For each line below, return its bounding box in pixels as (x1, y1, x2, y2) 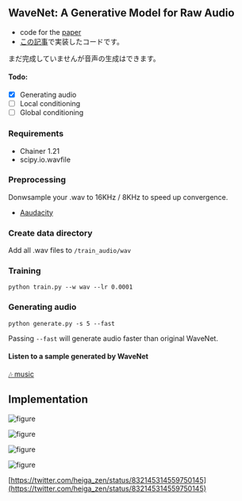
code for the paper (19, 27, 82, 36)
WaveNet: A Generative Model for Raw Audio (8, 6, 235, 20)
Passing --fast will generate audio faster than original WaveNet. (8, 333, 218, 343)
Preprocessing (8, 174, 66, 185)
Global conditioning (19, 108, 84, 117)
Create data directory (8, 228, 93, 239)
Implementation (8, 392, 89, 407)
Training (8, 266, 41, 277)
